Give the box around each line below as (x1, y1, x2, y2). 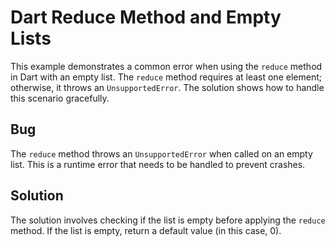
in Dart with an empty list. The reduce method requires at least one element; (10, 71, 322, 83)
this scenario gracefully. (10, 92, 110, 104)
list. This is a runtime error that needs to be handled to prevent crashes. (10, 158, 306, 170)
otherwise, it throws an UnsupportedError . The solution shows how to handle (10, 81, 325, 93)
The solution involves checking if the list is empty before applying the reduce (10, 214, 326, 226)
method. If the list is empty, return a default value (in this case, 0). (10, 224, 282, 236)
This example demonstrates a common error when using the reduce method (10, 60, 323, 72)
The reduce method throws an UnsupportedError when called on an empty (10, 147, 313, 160)
